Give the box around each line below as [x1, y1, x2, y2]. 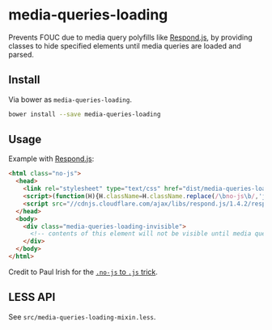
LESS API [8, 290, 56, 304]
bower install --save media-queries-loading [8, 110, 161, 118]
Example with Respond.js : [8, 154, 95, 163]
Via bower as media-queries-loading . [8, 95, 132, 104]
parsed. [8, 49, 34, 59]
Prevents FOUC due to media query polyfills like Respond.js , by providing [8, 32, 253, 42]
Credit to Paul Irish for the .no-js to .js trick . [8, 267, 158, 277]
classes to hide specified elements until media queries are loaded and [8, 40, 241, 50]
